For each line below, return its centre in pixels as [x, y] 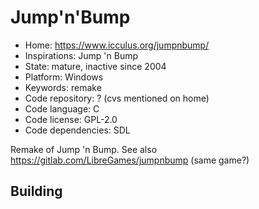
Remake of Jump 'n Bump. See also [84, 149]
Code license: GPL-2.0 [71, 119]
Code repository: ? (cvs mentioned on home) [117, 98]
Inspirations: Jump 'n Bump [81, 55]
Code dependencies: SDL [77, 130]
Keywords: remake [63, 87]
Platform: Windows [64, 77]
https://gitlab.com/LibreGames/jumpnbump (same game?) [130, 160]
